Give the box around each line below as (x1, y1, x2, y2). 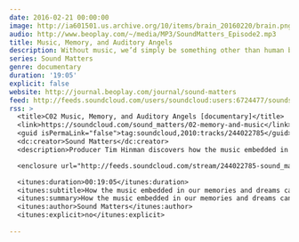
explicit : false (9, 79, 69, 88)
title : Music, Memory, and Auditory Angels (9, 37, 174, 47)
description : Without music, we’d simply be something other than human (9, 46, 285, 55)
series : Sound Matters (9, 54, 93, 63)
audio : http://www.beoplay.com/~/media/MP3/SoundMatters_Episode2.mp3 (9, 29, 277, 38)
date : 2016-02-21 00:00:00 (9, 12, 109, 22)
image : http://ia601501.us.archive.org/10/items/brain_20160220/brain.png (9, 21, 293, 30)
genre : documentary (9, 63, 82, 72)
